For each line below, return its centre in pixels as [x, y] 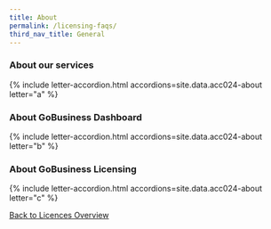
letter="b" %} [34, 146]
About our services [52, 65]
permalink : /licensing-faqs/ [63, 26]
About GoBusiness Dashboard [76, 117]
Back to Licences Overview [59, 216]
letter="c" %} [34, 198]
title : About [33, 17]
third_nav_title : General [57, 34]
